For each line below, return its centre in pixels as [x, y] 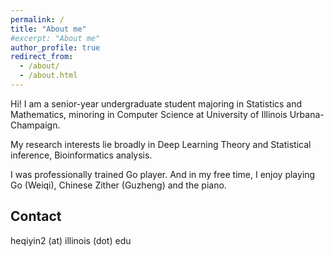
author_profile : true [55, 47]
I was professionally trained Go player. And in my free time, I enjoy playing [163, 174]
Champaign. [35, 125]
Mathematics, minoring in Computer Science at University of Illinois [149, 114]
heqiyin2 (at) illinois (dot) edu [71, 240]
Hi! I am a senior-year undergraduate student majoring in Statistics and [156, 103]
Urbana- [307, 114]
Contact [36, 216]
